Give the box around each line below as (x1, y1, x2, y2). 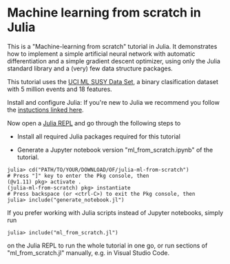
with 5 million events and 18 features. (7, 85, 112, 93)
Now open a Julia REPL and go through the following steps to (7, 119, 181, 127)
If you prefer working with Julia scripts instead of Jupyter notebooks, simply (7, 208, 224, 216)
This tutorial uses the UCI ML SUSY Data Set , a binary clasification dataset (7, 77, 219, 85)
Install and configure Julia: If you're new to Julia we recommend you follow (7, 98, 220, 106)
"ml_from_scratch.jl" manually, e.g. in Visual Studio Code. (7, 248, 170, 256)
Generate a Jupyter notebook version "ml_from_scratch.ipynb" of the (17, 145, 213, 154)
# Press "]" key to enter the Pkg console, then (7, 172, 149, 179)
